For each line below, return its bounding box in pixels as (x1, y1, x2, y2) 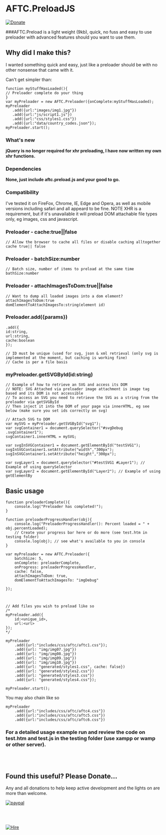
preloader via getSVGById (5, 399, 59, 405)
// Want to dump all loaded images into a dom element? (5, 294, 123, 298)
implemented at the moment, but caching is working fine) (5, 355, 127, 360)
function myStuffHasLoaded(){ (5, 86, 68, 91)
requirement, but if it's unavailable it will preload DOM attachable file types (5, 211, 158, 217)
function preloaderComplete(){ (5, 499, 70, 505)
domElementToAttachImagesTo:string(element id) (5, 302, 106, 307)
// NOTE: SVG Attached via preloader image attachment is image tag (5, 387, 150, 392)
